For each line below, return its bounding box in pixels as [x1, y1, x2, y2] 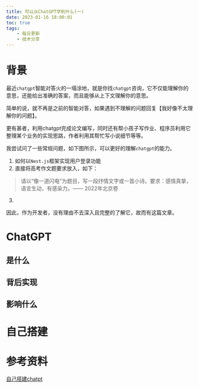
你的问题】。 [11, 112, 40, 119]
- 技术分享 [17, 36, 40, 42]
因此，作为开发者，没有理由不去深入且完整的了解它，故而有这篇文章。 [6, 209, 178, 216]
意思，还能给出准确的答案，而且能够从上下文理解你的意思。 [6, 92, 152, 99]
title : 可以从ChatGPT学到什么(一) [6, 8, 84, 15]
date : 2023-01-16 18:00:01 [6, 14, 73, 20]
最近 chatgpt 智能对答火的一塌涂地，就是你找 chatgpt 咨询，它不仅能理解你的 [6, 84, 189, 92]
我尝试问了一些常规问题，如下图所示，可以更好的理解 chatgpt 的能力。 [6, 144, 176, 152]
